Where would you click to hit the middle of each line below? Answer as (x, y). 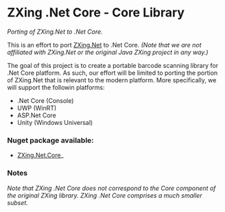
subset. (18, 202)
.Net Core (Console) (45, 100)
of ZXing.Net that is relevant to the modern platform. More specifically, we (112, 80)
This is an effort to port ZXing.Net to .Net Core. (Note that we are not (104, 45)
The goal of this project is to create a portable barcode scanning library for (113, 65)
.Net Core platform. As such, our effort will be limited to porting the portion (113, 73)
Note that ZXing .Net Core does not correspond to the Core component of (111, 188)
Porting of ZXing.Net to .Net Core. (55, 32)
